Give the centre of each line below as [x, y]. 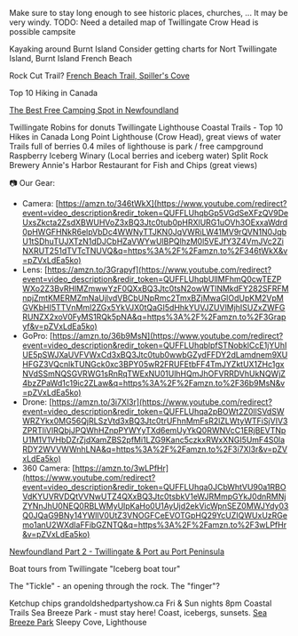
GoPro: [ [37, 336]
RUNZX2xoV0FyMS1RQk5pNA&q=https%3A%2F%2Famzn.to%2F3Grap [154, 317]
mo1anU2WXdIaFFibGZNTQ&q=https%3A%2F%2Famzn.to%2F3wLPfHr [154, 525]
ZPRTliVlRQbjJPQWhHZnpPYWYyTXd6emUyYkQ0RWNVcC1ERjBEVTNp [154, 430]
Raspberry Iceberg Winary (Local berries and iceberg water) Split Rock [139, 156]
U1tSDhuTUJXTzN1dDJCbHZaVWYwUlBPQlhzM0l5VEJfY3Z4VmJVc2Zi [153, 241]
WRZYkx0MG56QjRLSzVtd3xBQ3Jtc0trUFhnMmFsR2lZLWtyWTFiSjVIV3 [155, 421]
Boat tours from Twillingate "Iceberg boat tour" [95, 569]
